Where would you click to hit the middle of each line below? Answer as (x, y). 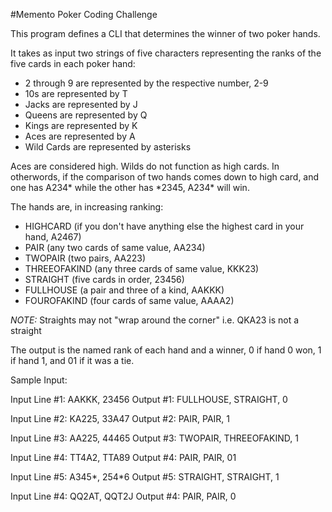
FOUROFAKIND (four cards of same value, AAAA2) (129, 300)
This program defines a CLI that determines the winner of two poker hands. (165, 33)
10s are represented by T (76, 93)
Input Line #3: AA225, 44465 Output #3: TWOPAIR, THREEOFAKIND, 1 (154, 438)
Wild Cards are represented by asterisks (108, 147)
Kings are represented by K (81, 125)
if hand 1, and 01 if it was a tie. (72, 360)
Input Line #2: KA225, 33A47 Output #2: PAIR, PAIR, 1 (120, 418)
